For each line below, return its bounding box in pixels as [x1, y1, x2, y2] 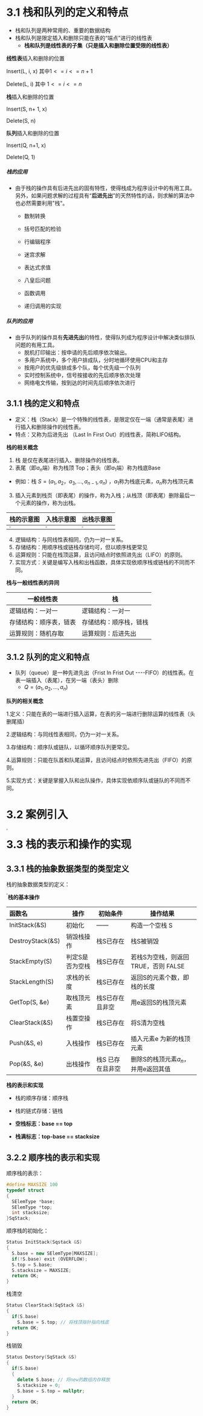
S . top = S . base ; [11, 1262, 53, 1268]
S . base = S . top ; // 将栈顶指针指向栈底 [17, 1319, 109, 1325]
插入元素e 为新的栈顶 [130, 1035, 191, 1043]
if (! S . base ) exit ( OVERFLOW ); [11, 1256, 88, 1262]
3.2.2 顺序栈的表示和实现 [6, 1152, 100, 1163]
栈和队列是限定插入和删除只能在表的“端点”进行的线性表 [14, 34, 153, 41]
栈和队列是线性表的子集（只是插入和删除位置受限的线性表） [24, 42, 173, 49]
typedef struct [6, 1187, 45, 1193]
